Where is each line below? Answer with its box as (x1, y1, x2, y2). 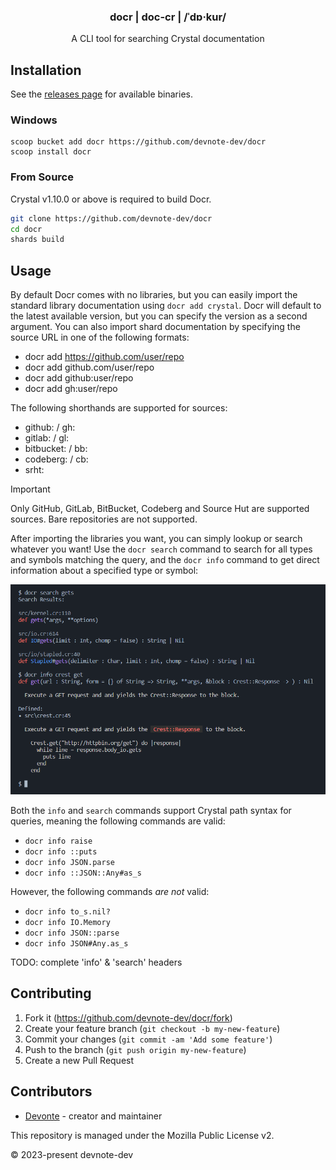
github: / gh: (24, 421, 76, 434)
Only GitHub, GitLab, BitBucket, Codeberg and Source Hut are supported (10, 503, 310, 515)
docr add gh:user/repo (24, 383, 118, 395)
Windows (10, 113, 58, 127)
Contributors (10, 1083, 93, 1100)
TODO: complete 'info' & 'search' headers (10, 956, 183, 968)
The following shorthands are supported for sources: (10, 402, 228, 414)
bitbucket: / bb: (24, 443, 88, 455)
